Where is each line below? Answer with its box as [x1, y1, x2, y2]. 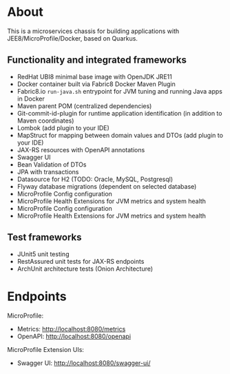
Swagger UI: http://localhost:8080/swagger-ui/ [17, 359, 151, 367]
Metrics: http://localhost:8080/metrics [17, 324, 126, 333]
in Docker [17, 94, 45, 103]
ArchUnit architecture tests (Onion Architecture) [17, 264, 154, 273]
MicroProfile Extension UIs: [7, 345, 85, 353]
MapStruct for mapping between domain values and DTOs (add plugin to [17, 131, 224, 139]
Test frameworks [7, 231, 82, 243]
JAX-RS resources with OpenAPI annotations [17, 145, 145, 154]
